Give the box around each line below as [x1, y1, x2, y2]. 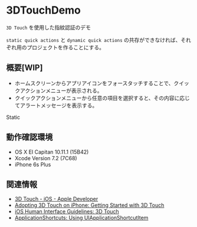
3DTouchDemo [6, 4, 81, 17]
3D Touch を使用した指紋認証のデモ [6, 24, 91, 31]
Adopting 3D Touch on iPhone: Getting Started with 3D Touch [14, 202, 165, 209]
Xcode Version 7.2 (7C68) [14, 154, 78, 161]
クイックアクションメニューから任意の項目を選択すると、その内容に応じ [14, 94, 191, 101]
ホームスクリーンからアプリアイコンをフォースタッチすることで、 [14, 79, 174, 86]
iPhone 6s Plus [14, 161, 51, 168]
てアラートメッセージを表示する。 [14, 102, 98, 109]
